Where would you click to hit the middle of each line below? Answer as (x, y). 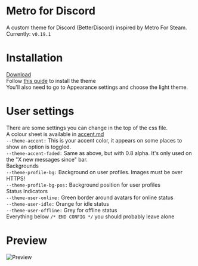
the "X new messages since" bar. (47, 159)
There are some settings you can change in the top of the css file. (87, 128)
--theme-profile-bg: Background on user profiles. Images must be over (95, 172)
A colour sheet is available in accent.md (55, 134)
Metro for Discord (51, 11)
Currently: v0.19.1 (29, 33)
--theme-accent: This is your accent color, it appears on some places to (94, 140)
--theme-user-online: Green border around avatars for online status (90, 197)
